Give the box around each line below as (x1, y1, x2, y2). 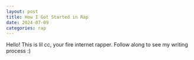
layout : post (6, 8, 38, 15)
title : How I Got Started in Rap (6, 14, 89, 20)
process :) (6, 48, 31, 55)
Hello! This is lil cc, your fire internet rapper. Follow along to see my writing (6, 41, 188, 48)
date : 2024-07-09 (6, 19, 49, 25)
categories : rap (6, 25, 46, 31)
